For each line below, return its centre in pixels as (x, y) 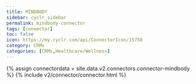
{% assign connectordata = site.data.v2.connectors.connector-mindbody (98, 68)
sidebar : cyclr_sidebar (37, 18)
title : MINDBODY (27, 12)
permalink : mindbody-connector (46, 23)
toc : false (20, 34)
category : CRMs (26, 46)
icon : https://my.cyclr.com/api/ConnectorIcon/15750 (75, 40)
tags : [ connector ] (30, 29)
